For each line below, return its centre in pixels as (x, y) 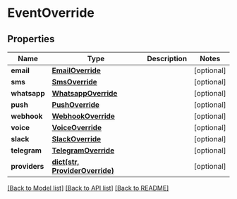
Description (167, 59)
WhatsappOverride (85, 93)
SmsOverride (74, 82)
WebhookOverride (83, 116)
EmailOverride (76, 70)
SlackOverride (77, 139)
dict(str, (66, 162)
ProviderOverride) (83, 171)
